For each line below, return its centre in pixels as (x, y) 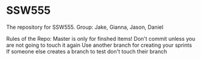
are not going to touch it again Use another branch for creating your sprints (99, 45)
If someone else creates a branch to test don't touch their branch (87, 51)
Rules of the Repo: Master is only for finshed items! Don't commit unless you (101, 38)
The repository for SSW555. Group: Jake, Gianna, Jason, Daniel (85, 27)
